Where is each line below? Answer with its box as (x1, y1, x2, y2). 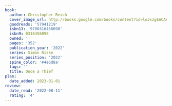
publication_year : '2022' (9, 45, 65, 50)
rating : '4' (9, 93, 35, 98)
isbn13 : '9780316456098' (9, 26, 63, 32)
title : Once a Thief (9, 69, 53, 74)
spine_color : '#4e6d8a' (9, 60, 60, 65)
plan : (5, 74, 16, 79)
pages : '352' (9, 41, 37, 46)
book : (5, 7, 16, 13)
